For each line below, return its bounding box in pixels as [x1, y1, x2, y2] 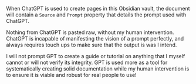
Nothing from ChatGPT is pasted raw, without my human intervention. [6, 29, 174, 36]
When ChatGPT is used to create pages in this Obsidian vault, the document [6, 5, 190, 12]
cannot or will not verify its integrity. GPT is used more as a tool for [6, 59, 168, 66]
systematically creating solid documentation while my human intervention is [6, 65, 190, 72]
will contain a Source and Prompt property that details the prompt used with [6, 11, 187, 18]
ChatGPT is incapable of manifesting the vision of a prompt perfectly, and [6, 35, 184, 42]
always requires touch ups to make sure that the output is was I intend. [6, 41, 177, 48]
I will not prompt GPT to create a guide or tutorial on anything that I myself [6, 53, 185, 59]
